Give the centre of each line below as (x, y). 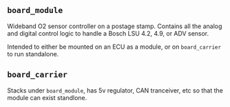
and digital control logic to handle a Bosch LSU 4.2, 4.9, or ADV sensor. (108, 33)
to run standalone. (33, 53)
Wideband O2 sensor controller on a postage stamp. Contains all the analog (115, 26)
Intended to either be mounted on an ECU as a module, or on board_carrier (114, 47)
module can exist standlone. (47, 97)
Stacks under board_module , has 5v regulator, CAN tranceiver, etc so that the (115, 90)
